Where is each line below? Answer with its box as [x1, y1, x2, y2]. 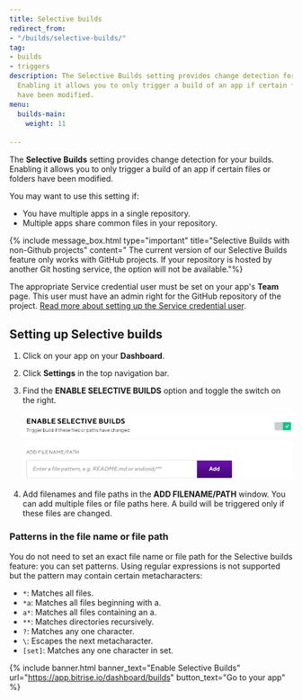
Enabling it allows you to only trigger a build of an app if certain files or [9, 164, 271, 175]
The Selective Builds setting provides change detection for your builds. [9, 154, 274, 166]
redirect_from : [9, 23, 67, 33]
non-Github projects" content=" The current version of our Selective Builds [9, 245, 288, 256]
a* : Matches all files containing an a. [22, 606, 157, 617]
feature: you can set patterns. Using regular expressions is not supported [9, 561, 281, 571]
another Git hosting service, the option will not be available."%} [9, 264, 244, 274]
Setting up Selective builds [9, 327, 164, 342]
